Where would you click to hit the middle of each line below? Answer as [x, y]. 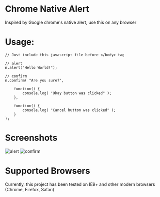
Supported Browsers [48, 171]
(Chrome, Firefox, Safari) [30, 189]
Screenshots [31, 138]
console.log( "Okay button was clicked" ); [67, 93]
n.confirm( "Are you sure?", [34, 80]
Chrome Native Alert [47, 9]
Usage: [20, 42]
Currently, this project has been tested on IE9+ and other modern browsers [80, 184]
